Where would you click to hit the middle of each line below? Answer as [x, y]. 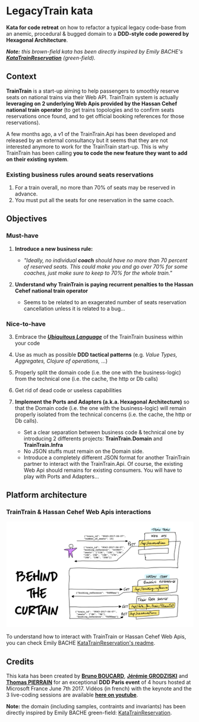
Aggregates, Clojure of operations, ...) [61, 361]
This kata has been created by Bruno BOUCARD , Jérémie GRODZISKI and [97, 676]
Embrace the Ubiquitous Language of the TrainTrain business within [99, 337]
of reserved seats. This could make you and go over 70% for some [106, 266]
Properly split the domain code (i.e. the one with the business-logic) [98, 373]
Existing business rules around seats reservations [80, 175]
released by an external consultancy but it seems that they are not [87, 140]
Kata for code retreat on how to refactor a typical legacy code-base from [96, 27]
